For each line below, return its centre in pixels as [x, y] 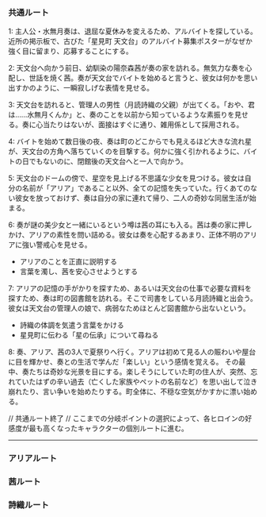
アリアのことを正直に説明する [68, 262]
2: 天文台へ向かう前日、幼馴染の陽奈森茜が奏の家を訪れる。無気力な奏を [127, 68]
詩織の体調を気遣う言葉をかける [72, 325]
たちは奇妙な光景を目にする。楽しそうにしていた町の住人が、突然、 [140, 372]
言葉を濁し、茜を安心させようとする [79, 272]
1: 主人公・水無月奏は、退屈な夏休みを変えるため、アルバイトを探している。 [133, 31]
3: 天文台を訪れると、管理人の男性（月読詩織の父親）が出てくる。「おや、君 [131, 105]
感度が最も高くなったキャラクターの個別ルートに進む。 [98, 428]
